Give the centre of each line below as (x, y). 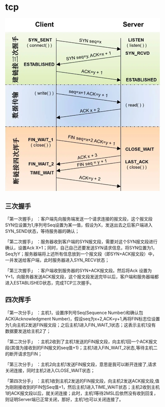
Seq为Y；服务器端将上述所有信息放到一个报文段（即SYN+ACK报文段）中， (81, 254)
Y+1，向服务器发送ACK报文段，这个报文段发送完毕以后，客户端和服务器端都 (82, 277)
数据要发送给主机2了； (28, 331)
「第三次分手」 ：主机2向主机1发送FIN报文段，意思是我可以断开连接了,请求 (81, 364)
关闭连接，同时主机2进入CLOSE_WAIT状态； (50, 370)
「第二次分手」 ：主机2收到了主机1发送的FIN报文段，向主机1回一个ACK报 (79, 342)
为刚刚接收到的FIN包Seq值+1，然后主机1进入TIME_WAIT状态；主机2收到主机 (82, 387)
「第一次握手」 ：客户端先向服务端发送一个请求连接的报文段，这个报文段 (79, 219)
